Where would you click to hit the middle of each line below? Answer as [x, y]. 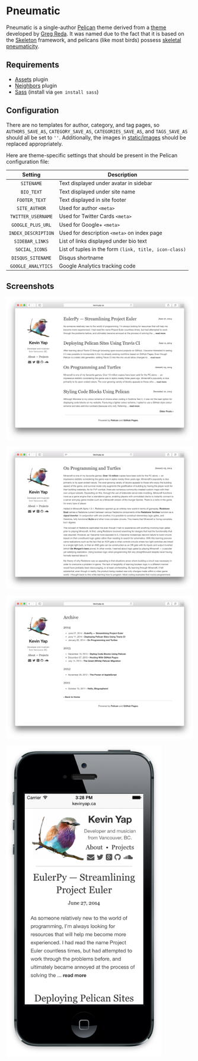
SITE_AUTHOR [31, 209]
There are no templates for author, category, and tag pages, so [83, 125]
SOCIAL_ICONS [31, 250]
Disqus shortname [81, 258]
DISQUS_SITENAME [31, 258]
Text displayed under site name [97, 192]
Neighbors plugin [36, 85]
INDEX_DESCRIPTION [31, 233]
